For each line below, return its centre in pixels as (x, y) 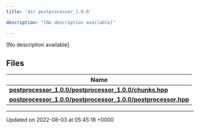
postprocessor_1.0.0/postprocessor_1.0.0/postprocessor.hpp (99, 100)
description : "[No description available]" (61, 22)
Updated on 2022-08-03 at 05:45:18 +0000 (60, 120)
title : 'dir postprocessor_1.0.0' (49, 12)
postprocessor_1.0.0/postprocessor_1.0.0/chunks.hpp (89, 90)
